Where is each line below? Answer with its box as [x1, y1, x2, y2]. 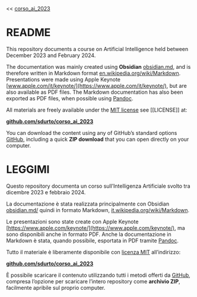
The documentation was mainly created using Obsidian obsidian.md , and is [6, 63, 191, 70]
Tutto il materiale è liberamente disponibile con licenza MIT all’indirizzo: [6, 248, 181, 255]
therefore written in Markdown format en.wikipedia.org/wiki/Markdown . [6, 69, 181, 77]
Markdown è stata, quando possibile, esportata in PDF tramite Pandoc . [6, 237, 179, 244]
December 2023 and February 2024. [6, 52, 96, 59]
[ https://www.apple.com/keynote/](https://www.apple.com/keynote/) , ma [6, 224, 185, 231]
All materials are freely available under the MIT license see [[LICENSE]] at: [6, 106, 188, 113]
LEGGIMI [6, 163, 50, 176]
